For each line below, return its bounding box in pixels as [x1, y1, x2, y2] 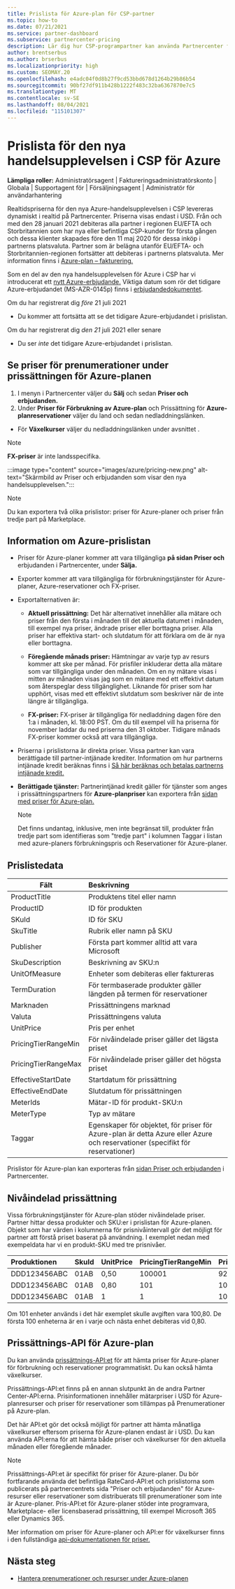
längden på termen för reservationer [88, 989, 208, 999]
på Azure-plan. [7, 1406, 50, 1415]
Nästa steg [7, 1555, 56, 1567]
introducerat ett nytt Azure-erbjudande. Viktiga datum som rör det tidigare [7, 277, 221, 285]
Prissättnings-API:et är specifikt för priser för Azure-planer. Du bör [7, 1469, 199, 1478]
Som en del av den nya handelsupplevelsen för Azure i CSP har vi [7, 270, 196, 278]
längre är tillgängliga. [27, 697, 89, 705]
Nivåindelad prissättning [7, 1192, 117, 1204]
